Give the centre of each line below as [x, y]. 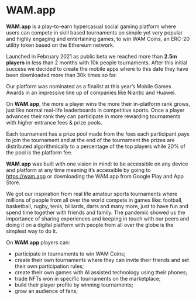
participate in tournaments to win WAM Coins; [70, 254]
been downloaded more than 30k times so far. [62, 75]
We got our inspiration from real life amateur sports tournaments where [92, 194]
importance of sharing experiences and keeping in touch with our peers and [98, 218]
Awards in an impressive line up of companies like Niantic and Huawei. [91, 92]
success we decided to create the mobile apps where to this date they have [97, 68]
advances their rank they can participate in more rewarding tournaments [93, 116]
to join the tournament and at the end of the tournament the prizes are [90, 140]
